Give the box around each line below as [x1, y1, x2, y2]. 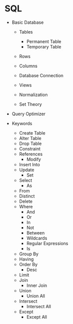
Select [19, 177, 33, 183]
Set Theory [19, 101, 42, 107]
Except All [26, 314, 47, 320]
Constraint [19, 145, 40, 151]
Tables [19, 29, 33, 35]
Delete [19, 198, 33, 204]
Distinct [19, 193, 35, 199]
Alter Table [19, 135, 41, 141]
